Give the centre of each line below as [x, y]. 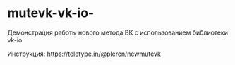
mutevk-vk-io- [51, 13]
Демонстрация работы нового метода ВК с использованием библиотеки [117, 32]
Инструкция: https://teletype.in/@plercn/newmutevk [84, 54]
